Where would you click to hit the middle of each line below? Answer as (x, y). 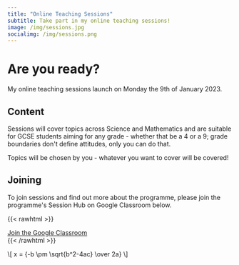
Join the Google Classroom (47, 232)
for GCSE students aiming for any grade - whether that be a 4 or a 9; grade (118, 136)
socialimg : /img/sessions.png (52, 34)
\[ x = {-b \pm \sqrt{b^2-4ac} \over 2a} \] (68, 254)
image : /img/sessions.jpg (46, 27)
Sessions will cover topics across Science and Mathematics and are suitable (119, 129)
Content (26, 111)
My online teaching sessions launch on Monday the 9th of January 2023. (115, 89)
